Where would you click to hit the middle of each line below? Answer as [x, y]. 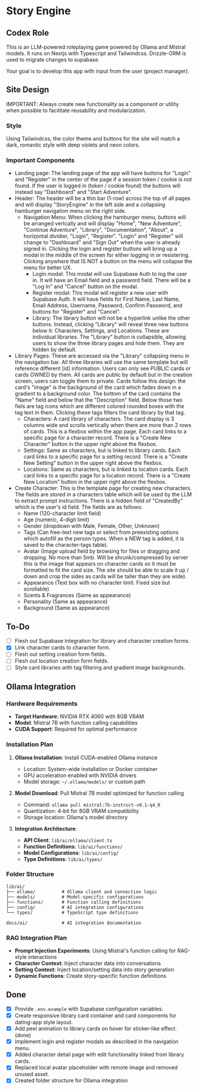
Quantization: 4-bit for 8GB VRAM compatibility [81, 811]
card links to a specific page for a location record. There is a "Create [107, 476]
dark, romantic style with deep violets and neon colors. [73, 145]
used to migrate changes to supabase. [53, 60]
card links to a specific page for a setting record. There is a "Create [106, 457]
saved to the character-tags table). [66, 545]
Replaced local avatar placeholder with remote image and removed [96, 1067]
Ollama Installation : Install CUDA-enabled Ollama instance [86, 757]
